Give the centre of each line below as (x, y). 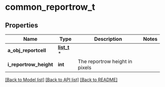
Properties (22, 25)
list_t (64, 47)
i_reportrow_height (30, 64)
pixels (85, 68)
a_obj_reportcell (27, 50)
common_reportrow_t (50, 7)
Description (108, 39)
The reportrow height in (105, 61)
